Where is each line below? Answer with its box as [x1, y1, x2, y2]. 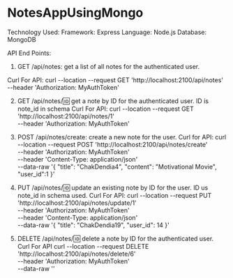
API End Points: [7, 49, 52, 57]
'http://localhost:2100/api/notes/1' [17, 111, 115, 120]
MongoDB [7, 35, 36, 43]
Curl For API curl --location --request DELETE [17, 242, 149, 250]
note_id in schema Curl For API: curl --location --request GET [17, 105, 194, 113]
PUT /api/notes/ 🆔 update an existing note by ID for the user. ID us [17, 183, 209, 192]
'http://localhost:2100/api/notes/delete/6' [17, 249, 136, 258]
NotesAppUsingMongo [7, 5, 144, 21]
